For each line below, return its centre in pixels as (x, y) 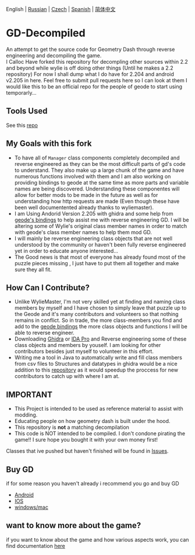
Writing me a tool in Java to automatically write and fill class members (98, 358)
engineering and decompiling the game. (54, 56)
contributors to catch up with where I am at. (67, 376)
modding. (26, 415)
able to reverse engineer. (44, 333)
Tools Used (27, 111)
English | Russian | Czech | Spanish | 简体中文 (61, 9)
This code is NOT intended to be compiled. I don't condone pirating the (100, 433)
